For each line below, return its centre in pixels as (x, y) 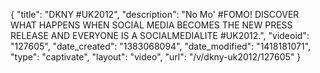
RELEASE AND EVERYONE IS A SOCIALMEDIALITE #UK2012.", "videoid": (160, 35)
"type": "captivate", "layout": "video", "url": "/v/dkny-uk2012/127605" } (156, 57)
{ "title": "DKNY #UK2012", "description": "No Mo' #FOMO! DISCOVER (155, 14)
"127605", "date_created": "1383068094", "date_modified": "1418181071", (161, 46)
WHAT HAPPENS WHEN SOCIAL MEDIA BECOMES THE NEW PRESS (151, 25)
